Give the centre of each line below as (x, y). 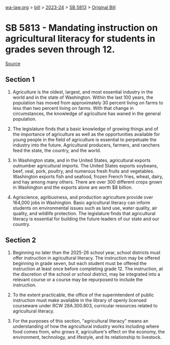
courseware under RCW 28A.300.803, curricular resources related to (85, 305)
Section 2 (21, 240)
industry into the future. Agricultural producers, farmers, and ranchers (86, 145)
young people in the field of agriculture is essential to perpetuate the (84, 139)
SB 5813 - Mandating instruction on (81, 28)
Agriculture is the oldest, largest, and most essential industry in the (83, 92)
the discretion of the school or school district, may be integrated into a (86, 274)
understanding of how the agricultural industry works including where (86, 326)
